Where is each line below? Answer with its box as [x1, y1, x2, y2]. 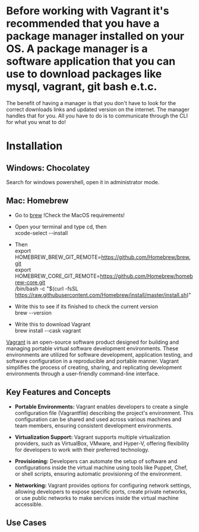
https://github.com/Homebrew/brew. [100, 254, 191, 261]
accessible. [14, 501, 43, 508]
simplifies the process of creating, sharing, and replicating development [6, 363, 182, 370]
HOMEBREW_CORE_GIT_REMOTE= [14, 272, 100, 280]
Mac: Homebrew [6, 196, 69, 206]
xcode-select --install [14, 229, 68, 236]
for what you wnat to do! [6, 118, 67, 125]
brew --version [14, 309, 52, 316]
